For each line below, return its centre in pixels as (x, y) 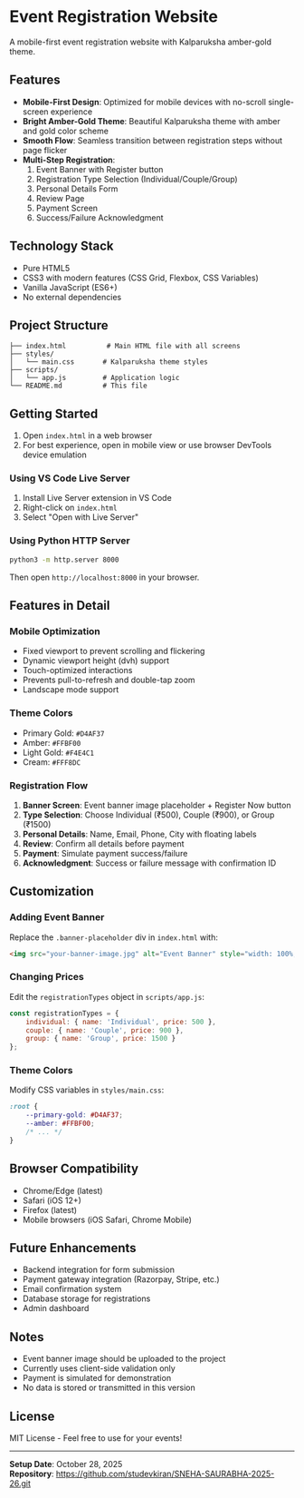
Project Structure (59, 325)
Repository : (32, 1474)
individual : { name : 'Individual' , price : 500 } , (121, 1022)
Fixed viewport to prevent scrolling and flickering (114, 651)
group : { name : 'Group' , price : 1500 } (101, 1039)
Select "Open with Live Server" (81, 517)
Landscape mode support (71, 690)
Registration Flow (49, 785)
